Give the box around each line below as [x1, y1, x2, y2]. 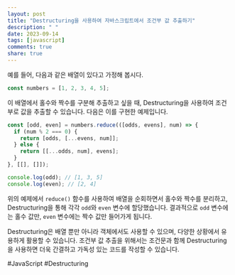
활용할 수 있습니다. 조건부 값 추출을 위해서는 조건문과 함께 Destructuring [26, 236, 227, 244]
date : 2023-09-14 [7, 30, 59, 38]
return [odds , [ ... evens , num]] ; [20, 134, 119, 142]
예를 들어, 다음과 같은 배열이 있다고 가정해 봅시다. [7, 70, 144, 79]
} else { [13, 141, 40, 149]
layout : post [7, 10, 46, 18]
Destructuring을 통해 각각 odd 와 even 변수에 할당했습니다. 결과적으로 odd [7, 203, 210, 212]
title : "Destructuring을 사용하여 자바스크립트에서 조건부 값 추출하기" [7, 17, 196, 24]
